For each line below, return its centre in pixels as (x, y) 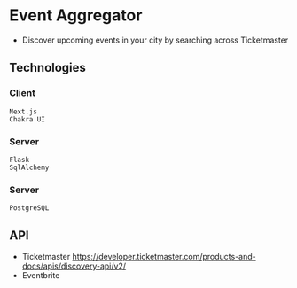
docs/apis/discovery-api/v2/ (74, 266)
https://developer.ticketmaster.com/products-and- (164, 257)
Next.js (23, 112)
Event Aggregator (76, 16)
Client (22, 93)
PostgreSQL (29, 208)
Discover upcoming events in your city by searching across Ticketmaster (155, 40)
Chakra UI (27, 119)
